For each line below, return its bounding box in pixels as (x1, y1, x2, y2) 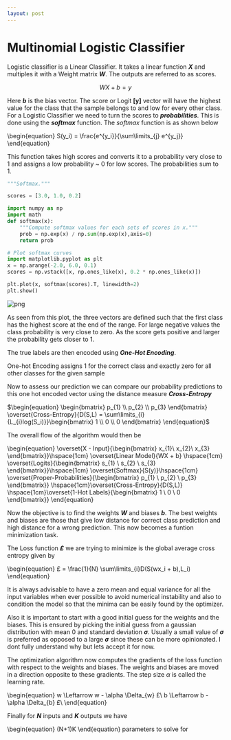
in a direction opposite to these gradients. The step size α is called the (7, 670, 206, 678)
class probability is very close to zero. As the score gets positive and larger (7, 327, 220, 336)
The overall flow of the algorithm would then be (7, 431, 142, 439)
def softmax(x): (7, 218, 54, 225)
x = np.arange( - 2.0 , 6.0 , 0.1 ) (7, 262, 97, 269)
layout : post (7, 10, 45, 17)
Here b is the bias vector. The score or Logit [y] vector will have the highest (7, 96, 221, 105)
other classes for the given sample (7, 369, 105, 377)
